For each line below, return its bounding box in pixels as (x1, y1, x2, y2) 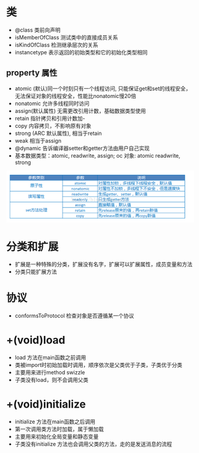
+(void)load (6, 334, 66, 347)
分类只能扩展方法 (14, 268, 57, 275)
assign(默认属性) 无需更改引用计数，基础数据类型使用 (14, 107, 146, 114)
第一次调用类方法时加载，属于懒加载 (14, 426, 104, 433)
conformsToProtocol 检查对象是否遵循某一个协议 (14, 312, 135, 319)
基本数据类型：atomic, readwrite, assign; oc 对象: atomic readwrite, (14, 152, 181, 159)
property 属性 (6, 68, 58, 78)
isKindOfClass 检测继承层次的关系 (14, 41, 98, 48)
